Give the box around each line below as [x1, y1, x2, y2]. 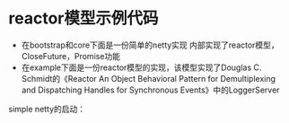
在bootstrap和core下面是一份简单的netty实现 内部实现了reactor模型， [21, 40, 279, 50]
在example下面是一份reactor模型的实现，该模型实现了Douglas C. [21, 62, 262, 73]
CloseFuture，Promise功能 [21, 50, 121, 61]
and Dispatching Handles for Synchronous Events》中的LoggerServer [21, 84, 280, 95]
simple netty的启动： [8, 103, 86, 114]
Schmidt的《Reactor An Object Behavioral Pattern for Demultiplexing [21, 73, 276, 83]
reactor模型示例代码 [8, 8, 159, 29]
